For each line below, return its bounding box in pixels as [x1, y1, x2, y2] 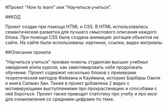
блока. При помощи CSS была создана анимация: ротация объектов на [5, 34, 159, 40]
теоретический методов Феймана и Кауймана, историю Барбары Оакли [5, 75, 160, 80]
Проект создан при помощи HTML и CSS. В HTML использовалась [5, 23, 148, 29]
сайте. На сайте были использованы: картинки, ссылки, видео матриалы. [5, 39, 163, 45]
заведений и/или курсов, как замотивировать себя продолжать [5, 64, 143, 70]
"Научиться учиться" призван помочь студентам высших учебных [5, 59, 148, 64]
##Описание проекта [5, 49, 51, 55]
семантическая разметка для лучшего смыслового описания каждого [5, 29, 157, 34]
